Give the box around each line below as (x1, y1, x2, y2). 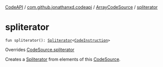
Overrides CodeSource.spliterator (5, 47, 75, 53)
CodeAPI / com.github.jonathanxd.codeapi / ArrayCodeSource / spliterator (5, 4, 158, 10)
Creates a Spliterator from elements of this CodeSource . (5, 56, 121, 62)
